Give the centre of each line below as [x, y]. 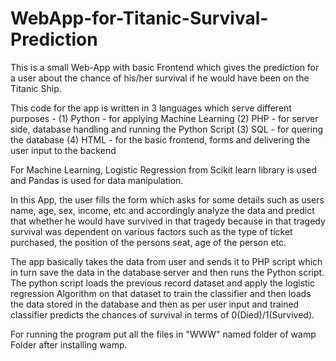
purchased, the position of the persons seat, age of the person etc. [148, 242]
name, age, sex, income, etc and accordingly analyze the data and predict [162, 210]
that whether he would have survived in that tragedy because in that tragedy [168, 221]
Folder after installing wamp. [69, 344]
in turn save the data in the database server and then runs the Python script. [167, 272]
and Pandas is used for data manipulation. [97, 180]
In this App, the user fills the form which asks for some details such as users [167, 199]
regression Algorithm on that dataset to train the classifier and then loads [161, 293]
